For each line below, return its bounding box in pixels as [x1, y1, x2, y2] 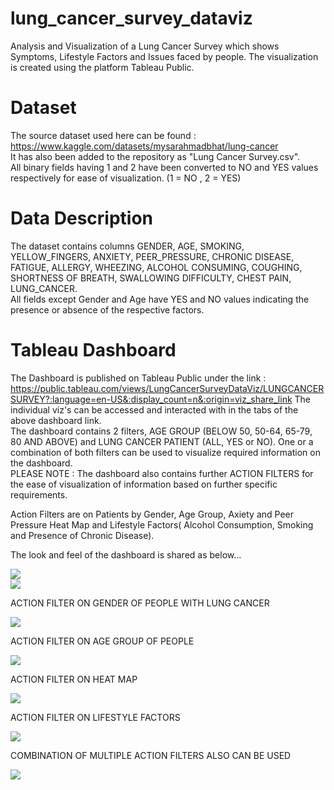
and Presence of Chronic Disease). [10, 529, 155, 541]
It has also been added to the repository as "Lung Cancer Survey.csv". [10, 150, 301, 162]
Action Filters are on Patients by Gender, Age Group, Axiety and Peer [10, 508, 295, 520]
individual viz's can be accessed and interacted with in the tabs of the [10, 403, 299, 416]
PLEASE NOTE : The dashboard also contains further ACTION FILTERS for [10, 467, 314, 479]
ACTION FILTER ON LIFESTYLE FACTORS [10, 711, 181, 723]
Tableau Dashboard [10, 339, 177, 361]
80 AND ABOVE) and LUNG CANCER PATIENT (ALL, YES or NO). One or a [10, 435, 314, 447]
